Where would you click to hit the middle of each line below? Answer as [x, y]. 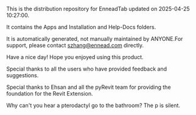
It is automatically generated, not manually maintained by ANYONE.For [95, 39]
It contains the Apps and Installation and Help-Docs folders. [81, 27]
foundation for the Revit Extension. [50, 93]
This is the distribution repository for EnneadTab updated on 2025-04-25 [98, 9]
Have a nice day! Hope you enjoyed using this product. [75, 57]
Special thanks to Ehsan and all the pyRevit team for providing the [89, 87]
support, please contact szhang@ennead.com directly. [75, 45]
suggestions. [23, 75]
